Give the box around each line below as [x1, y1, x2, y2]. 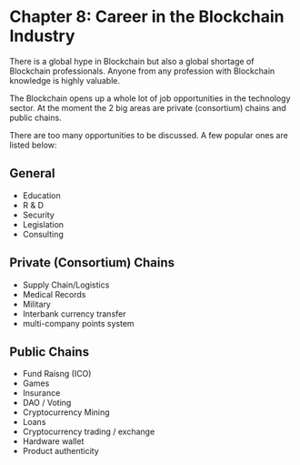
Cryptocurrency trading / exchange [22, 426, 155, 438]
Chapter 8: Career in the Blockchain [9, 6, 285, 27]
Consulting [22, 228, 64, 239]
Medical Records [22, 288, 86, 299]
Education [22, 189, 61, 201]
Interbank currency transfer [22, 308, 126, 319]
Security [22, 209, 55, 220]
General [9, 166, 56, 181]
